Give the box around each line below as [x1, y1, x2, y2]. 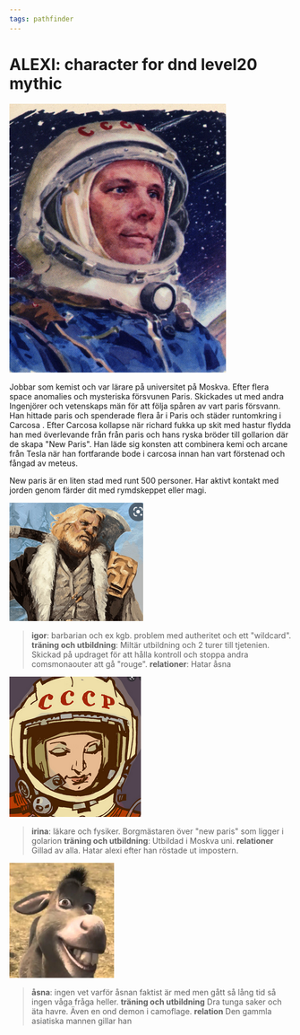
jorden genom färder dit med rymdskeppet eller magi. [9, 485, 207, 496]
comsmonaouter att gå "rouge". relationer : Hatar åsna [30, 658, 231, 669]
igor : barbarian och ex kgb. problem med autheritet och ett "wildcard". [30, 629, 292, 641]
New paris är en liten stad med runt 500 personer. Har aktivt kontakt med [9, 475, 279, 486]
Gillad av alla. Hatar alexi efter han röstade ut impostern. [30, 845, 239, 855]
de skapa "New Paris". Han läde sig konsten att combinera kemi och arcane [9, 438, 288, 449]
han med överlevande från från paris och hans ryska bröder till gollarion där [9, 429, 289, 440]
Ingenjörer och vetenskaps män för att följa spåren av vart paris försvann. [9, 400, 280, 411]
